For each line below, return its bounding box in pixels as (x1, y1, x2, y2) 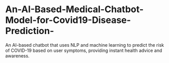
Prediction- (5, 25, 54, 37)
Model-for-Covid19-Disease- (5, 14, 131, 26)
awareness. (5, 52, 30, 59)
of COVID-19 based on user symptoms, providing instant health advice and (5, 47, 162, 53)
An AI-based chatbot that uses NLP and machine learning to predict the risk (5, 42, 164, 48)
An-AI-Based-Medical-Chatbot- (5, 4, 144, 15)
